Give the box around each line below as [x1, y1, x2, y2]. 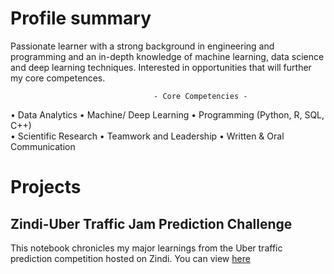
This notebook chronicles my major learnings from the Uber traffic [10, 242, 283, 254]
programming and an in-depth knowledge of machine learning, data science [10, 50, 325, 62]
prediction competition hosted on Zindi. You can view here [10, 252, 251, 264]
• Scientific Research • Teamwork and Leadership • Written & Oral [10, 130, 285, 142]
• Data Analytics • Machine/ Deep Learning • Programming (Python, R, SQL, [10, 108, 325, 121]
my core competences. [10, 72, 106, 84]
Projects [10, 176, 82, 199]
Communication [10, 140, 76, 152]
